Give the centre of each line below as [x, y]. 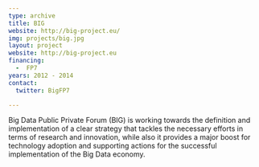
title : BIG [27, 23]
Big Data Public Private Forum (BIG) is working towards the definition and [129, 120]
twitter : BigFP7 [43, 90]
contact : [23, 83]
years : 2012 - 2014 [41, 75]
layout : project [35, 46]
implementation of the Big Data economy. [77, 154]
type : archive [32, 16]
